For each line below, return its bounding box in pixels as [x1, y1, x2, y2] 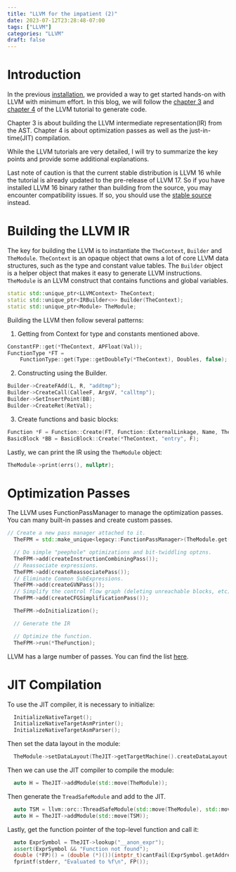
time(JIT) [7, 134, 34, 142]
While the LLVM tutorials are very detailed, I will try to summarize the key [7, 147, 218, 156]
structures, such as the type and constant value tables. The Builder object [7, 261, 223, 270]
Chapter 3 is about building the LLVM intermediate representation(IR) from [7, 119, 223, 127]
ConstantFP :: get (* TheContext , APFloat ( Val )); [7, 343, 143, 350]
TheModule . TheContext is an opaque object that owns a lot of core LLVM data [7, 254, 229, 262]
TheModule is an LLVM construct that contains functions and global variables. [7, 276, 228, 285]
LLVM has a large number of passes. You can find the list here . [7, 652, 189, 661]
